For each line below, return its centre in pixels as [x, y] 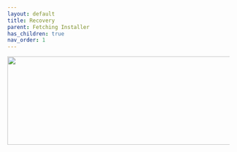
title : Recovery [31, 21]
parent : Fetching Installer [49, 27]
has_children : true [36, 34]
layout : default [31, 14]
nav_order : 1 [26, 40]
